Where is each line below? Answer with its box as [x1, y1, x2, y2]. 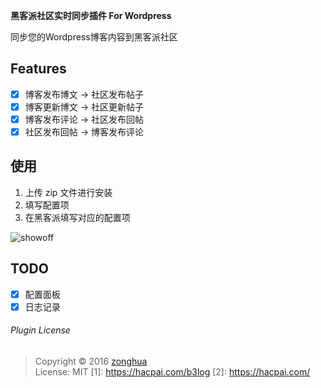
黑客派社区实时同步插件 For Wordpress [10, 10, 172, 21]
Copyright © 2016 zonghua [34, 355, 148, 368]
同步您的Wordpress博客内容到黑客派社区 [10, 31, 178, 43]
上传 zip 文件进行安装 [24, 186, 113, 198]
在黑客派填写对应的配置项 [24, 211, 131, 223]
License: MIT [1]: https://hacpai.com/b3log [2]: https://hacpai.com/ [34, 366, 311, 378]
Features [10, 60, 67, 78]
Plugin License [10, 324, 71, 336]
